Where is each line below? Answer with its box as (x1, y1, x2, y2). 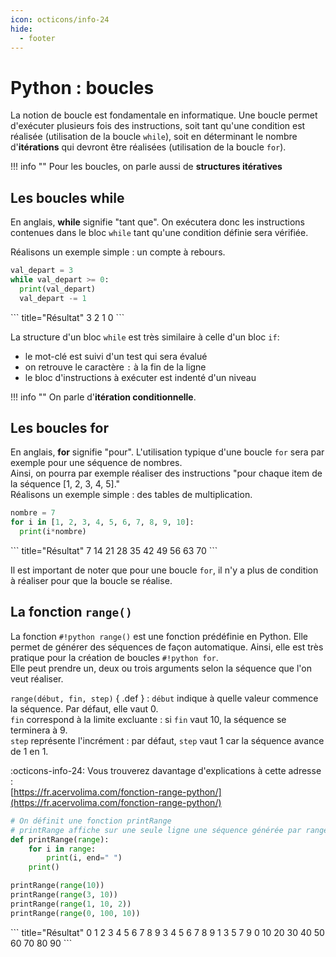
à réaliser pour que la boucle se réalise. (10, 575, 173, 587)
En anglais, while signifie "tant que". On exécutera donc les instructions (10, 216, 305, 228)
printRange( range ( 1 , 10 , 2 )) (10, 899, 132, 909)
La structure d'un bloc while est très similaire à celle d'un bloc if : (10, 331, 280, 343)
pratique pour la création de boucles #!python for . (10, 651, 219, 663)
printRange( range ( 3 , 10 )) (10, 890, 118, 900)
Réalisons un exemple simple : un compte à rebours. (10, 246, 226, 258)
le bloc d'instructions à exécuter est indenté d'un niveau (24, 371, 257, 383)
